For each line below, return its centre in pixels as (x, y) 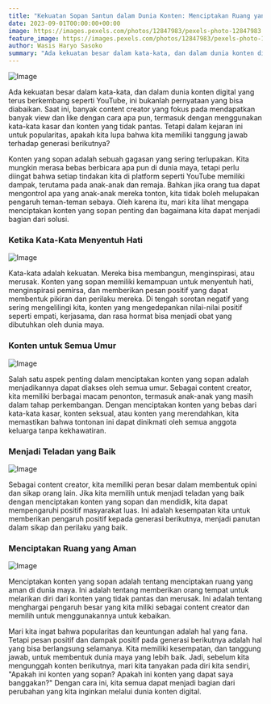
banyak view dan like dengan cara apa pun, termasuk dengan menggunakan (135, 117)
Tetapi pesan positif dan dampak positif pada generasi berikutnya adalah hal (135, 640)
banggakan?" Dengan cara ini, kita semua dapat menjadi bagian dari (122, 683)
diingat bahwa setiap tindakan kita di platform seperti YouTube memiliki (127, 176)
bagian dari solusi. (39, 219)
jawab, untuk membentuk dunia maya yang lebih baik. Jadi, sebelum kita (129, 657)
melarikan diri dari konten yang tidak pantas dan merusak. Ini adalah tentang (135, 599)
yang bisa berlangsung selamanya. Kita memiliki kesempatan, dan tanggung (135, 649)
